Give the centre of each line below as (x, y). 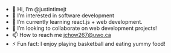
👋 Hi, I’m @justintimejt (39, 9)
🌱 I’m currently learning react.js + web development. (77, 22)
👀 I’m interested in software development (63, 15)
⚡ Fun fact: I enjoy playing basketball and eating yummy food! (89, 44)
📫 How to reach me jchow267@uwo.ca (62, 35)
